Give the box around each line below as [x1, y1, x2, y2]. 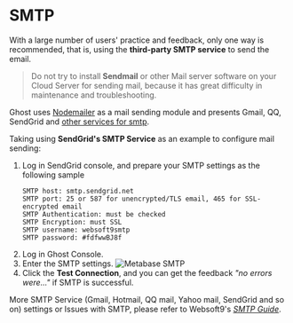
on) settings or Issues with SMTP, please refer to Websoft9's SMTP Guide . [9, 303, 281, 314]
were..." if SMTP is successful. [21, 277, 134, 288]
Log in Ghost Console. [21, 248, 104, 259]
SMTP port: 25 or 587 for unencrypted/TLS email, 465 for [21, 194, 242, 203]
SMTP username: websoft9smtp [21, 225, 131, 234]
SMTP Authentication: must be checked [21, 209, 166, 218]
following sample [21, 169, 85, 180]
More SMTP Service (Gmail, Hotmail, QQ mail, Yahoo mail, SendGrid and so [9, 294, 285, 304]
